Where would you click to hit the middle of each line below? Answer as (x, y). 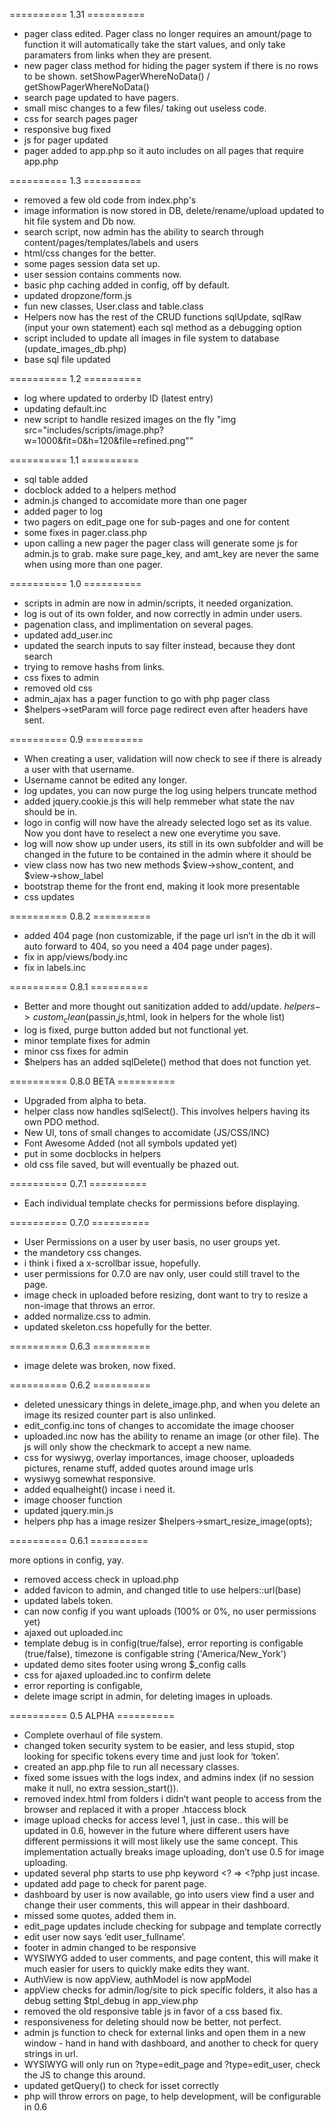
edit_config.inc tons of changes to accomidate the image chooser (159, 1425)
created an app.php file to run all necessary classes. (131, 1766)
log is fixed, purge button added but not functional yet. (136, 1030)
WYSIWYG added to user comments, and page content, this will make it (171, 1958)
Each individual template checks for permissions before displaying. (162, 1203)
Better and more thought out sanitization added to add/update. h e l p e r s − (172, 1006)
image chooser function (73, 1500)
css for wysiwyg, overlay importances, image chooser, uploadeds (159, 1457)
